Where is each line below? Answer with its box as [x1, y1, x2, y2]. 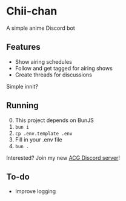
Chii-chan [6, 4, 58, 18]
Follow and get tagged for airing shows [15, 64, 113, 72]
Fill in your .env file [15, 135, 62, 143]
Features [6, 42, 41, 52]
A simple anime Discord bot [6, 24, 75, 32]
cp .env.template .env [15, 131, 73, 137]
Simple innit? [6, 83, 38, 90]
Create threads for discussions [15, 71, 92, 78]
